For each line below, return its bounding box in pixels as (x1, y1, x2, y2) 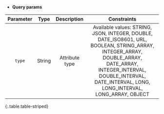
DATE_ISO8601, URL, (97, 36, 147, 43)
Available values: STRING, (92, 24, 152, 31)
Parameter (7, 16, 33, 22)
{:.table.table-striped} (5, 103, 49, 109)
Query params (12, 4, 42, 10)
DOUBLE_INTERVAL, (99, 73, 146, 79)
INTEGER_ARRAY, (102, 48, 143, 55)
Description (55, 16, 84, 22)
